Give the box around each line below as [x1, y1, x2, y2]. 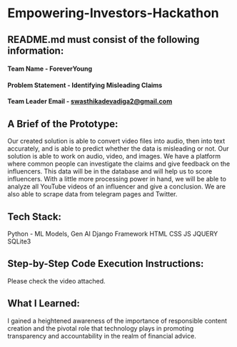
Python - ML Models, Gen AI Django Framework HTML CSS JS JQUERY [7, 229, 218, 238]
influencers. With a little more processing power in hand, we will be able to [7, 175, 227, 183]
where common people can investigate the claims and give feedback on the [7, 159, 231, 169]
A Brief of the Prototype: [7, 118, 118, 130]
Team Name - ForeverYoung [7, 64, 93, 73]
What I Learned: [7, 298, 80, 310]
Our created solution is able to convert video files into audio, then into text [7, 137, 226, 146]
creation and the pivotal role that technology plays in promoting [7, 323, 194, 333]
